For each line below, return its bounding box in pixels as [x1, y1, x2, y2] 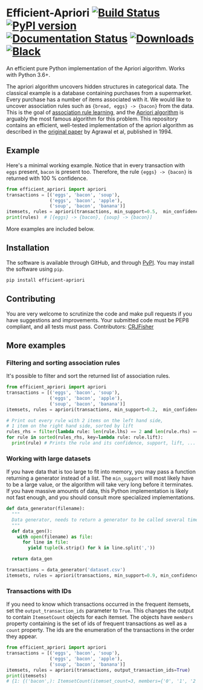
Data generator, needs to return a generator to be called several [11, 517, 185, 523]
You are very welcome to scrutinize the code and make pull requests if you [6, 310, 192, 317]
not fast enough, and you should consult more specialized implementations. [6, 494, 195, 501]
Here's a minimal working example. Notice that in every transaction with [6, 161, 185, 169]
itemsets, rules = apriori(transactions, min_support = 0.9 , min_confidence [6, 572, 199, 579]
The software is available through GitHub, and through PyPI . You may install [6, 259, 195, 266]
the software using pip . [6, 265, 65, 273]
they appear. [6, 633, 38, 640]
